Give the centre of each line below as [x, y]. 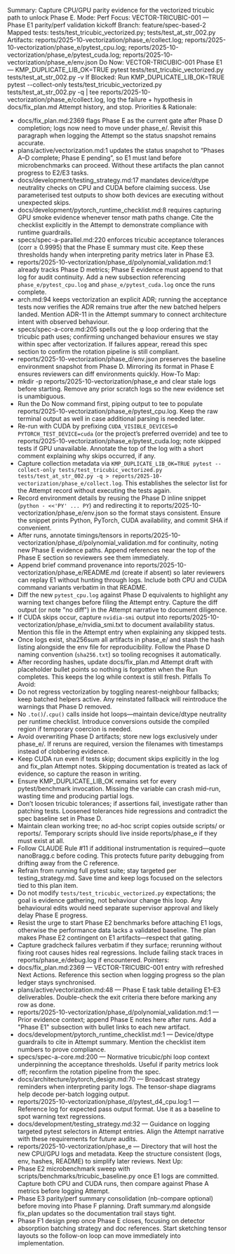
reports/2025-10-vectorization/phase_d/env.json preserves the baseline [121, 359]
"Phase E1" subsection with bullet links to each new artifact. [104, 1027]
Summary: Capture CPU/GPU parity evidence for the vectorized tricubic [111, 10]
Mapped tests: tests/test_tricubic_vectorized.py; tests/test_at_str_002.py [112, 32]
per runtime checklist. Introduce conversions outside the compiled [113, 721]
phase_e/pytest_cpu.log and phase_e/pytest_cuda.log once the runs [116, 284]
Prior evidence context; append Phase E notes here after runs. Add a [117, 1019]
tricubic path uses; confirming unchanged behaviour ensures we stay [118, 337]
